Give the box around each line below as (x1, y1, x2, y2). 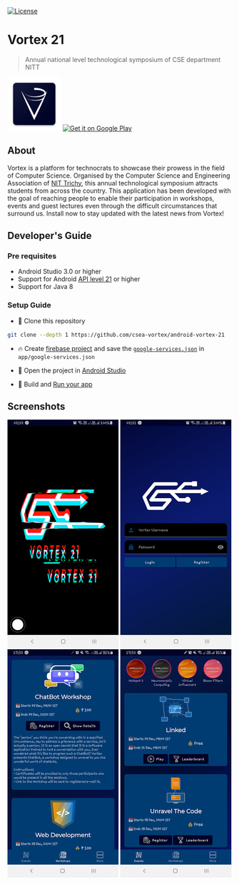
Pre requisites (7, 251, 57, 261)
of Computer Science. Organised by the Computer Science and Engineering (7, 171, 230, 180)
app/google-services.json (17, 353, 95, 360)
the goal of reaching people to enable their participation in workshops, (7, 193, 215, 203)
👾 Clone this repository (17, 316, 86, 325)
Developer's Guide (7, 230, 92, 242)
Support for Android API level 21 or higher (17, 275, 141, 283)
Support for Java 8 (17, 283, 73, 291)
